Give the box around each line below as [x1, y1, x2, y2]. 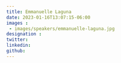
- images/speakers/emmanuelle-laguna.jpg [8, 25, 115, 32]
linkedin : [6, 43, 31, 49]
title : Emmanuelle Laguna [6, 8, 71, 15]
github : [6, 48, 26, 54]
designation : [6, 31, 42, 37]
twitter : [6, 37, 28, 43]
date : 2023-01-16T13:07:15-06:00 [6, 14, 91, 20]
